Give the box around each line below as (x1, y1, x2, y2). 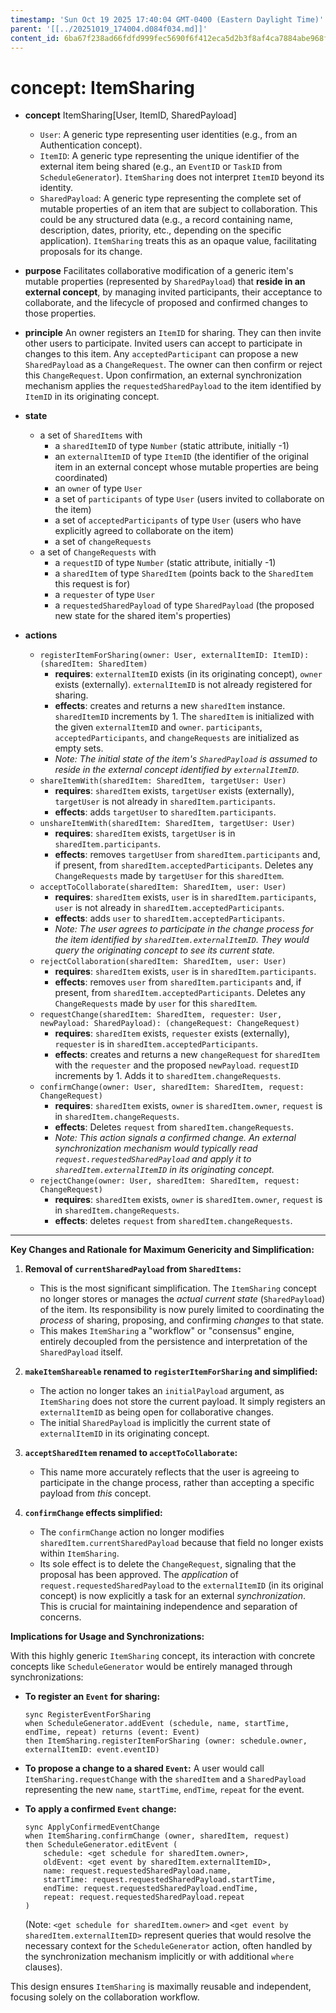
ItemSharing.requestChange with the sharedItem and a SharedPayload (24, 1773, 307, 1785)
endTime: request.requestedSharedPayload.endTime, (43, 1884, 259, 1894)
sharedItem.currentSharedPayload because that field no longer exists (39, 1537, 324, 1549)
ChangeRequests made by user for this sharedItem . (54, 997, 258, 1010)
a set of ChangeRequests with (39, 546, 157, 558)
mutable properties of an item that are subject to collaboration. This (39, 203, 318, 215)
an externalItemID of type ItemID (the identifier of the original (54, 451, 309, 463)
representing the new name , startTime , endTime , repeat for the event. (24, 1784, 305, 1796)
